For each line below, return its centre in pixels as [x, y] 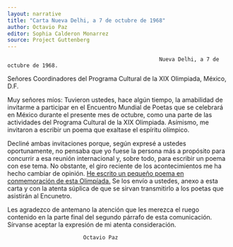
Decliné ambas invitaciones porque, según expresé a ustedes [97, 144]
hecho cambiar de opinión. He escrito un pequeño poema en [96, 174]
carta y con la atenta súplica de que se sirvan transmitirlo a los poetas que [116, 188]
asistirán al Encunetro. [40, 196]
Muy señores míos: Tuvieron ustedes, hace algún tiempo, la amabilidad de [115, 100]
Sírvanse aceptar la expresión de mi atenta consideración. [92, 225]
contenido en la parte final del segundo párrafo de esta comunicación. [110, 217]
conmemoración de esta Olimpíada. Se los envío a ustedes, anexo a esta [113, 181]
